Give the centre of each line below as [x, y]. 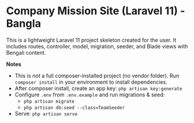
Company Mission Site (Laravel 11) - [96, 11]
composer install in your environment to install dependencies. [91, 82]
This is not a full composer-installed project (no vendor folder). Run [97, 75]
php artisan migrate [49, 101]
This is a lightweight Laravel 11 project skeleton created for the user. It [91, 40]
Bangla [24, 23]
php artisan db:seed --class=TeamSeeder [74, 108]
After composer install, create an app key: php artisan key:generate [98, 88]
